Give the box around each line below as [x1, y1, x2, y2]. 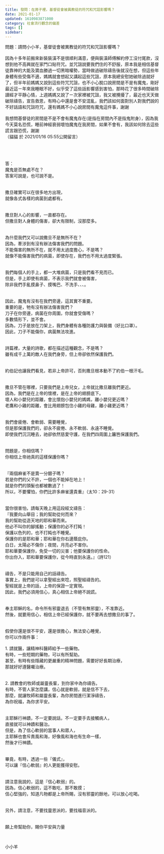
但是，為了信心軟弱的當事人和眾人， [5, 727, 78, 733]
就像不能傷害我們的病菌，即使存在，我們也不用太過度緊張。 [5, 253, 125, 259]
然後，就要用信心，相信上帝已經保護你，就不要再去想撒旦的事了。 [5, 612, 138, 617]
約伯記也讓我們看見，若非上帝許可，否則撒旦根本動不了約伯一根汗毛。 [5, 368, 146, 373]
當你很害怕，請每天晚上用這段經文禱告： [5, 505, 86, 511]
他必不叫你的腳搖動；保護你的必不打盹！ [5, 524, 86, 529]
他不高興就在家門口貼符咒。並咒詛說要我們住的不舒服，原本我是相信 [13, 62, 150, 67]
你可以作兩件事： [5, 634, 40, 640]
